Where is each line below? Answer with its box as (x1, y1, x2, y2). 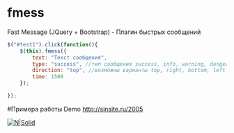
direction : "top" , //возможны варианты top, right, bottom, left (32, 67, 226, 74)
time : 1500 (32, 73, 64, 80)
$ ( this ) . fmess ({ (19, 47, 68, 55)
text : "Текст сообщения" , (32, 54, 108, 61)
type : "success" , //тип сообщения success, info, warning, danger (32, 60, 229, 67)
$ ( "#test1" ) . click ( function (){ (7, 41, 98, 48)
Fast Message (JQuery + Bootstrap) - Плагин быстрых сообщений (7, 28, 201, 36)
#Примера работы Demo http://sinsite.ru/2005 (7, 105, 143, 113)
